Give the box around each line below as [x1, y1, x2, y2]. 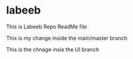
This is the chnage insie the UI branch [6, 45, 100, 53]
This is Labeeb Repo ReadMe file [6, 23, 88, 30]
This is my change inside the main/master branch [6, 34, 128, 41]
